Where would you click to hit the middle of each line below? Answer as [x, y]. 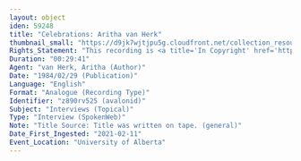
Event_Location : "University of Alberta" [88, 142]
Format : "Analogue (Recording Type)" [80, 92]
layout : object [38, 17]
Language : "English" [48, 84]
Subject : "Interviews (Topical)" [72, 109]
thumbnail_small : [42, 42]
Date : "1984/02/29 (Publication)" [74, 76]
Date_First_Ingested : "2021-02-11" [76, 134]
